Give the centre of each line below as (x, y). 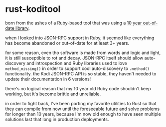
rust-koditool (33, 9)
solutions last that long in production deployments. (57, 119)
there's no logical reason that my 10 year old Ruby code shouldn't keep (78, 88)
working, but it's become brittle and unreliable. (53, 94)
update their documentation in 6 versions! (48, 79)
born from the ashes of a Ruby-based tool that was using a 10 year (74, 23)
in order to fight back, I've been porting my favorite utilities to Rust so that (81, 103)
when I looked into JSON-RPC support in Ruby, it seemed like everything (80, 38)
